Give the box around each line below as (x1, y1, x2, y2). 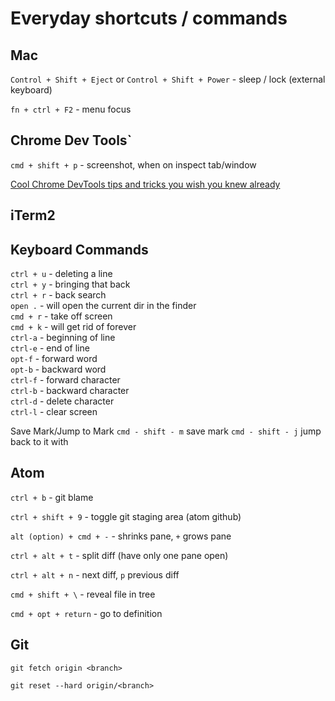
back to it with (10, 436, 69, 448)
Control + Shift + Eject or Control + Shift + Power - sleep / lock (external (10, 73, 326, 85)
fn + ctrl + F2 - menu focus (10, 103, 132, 115)
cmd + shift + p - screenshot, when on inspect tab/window (10, 158, 257, 171)
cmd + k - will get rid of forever (10, 321, 137, 333)
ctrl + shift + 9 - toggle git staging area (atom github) (10, 510, 242, 522)
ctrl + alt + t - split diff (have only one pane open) (10, 549, 229, 561)
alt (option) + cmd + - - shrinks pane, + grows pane (10, 530, 232, 542)
